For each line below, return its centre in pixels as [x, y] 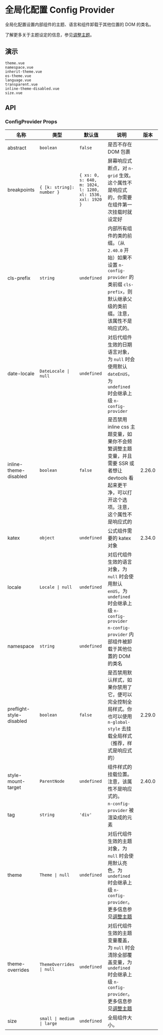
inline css [118, 427]
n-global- [119, 722]
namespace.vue [19, 67]
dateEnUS [117, 374]
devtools [117, 478]
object [47, 538]
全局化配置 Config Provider [60, 10]
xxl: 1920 [90, 200]
